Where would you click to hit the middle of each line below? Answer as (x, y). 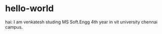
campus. (14, 27)
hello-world (30, 8)
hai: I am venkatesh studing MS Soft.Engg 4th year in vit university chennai (81, 22)
